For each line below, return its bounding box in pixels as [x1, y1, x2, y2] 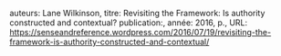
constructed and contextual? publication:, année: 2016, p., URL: [9, 17, 248, 28]
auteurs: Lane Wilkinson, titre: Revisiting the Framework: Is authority [9, 8, 265, 18]
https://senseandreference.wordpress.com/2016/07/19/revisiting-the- [9, 27, 272, 37]
